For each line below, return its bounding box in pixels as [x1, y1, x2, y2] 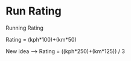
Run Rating [5, 4, 62, 18]
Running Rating [5, 24, 43, 31]
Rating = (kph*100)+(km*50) [5, 36, 77, 43]
